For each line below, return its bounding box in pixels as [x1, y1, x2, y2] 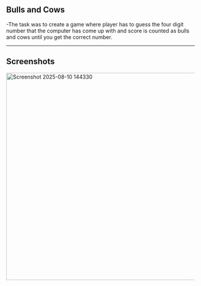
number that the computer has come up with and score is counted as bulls [6, 27, 190, 34]
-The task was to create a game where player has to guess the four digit [6, 20, 184, 28]
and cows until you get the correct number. [6, 33, 112, 41]
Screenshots [6, 56, 55, 67]
